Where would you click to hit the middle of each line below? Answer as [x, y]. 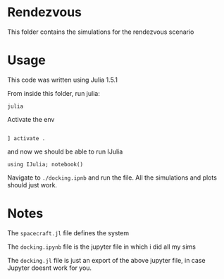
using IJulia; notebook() [45, 164]
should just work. [32, 185]
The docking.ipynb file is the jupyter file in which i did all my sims [101, 247]
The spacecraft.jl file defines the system [68, 232]
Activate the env [31, 119]
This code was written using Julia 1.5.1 [63, 80]
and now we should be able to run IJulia [65, 151]
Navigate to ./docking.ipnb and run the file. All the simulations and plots [112, 178]
